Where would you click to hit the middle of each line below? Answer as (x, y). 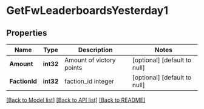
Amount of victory (90, 60)
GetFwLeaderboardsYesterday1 (87, 11)
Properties (27, 33)
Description (95, 50)
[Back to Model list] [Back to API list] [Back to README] (76, 100)
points (73, 68)
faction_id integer (89, 81)
